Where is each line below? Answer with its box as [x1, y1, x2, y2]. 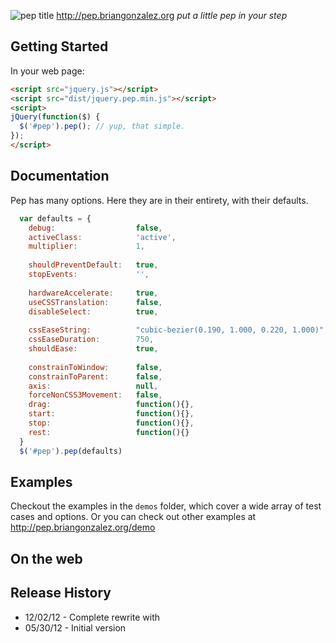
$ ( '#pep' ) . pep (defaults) [19, 446, 123, 456]
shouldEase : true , [28, 344, 159, 354]
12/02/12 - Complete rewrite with [24, 611, 161, 623]
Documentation [10, 168, 110, 185]
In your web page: [10, 65, 85, 77]
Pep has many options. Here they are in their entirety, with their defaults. [10, 194, 309, 206]
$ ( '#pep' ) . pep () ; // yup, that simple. [19, 121, 186, 132]
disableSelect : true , [28, 306, 159, 317]
